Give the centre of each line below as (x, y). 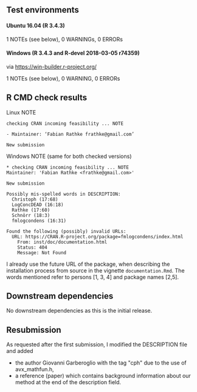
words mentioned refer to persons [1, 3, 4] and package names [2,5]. (93, 277)
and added (20, 351)
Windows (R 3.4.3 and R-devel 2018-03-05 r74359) (73, 53)
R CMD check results (47, 98)
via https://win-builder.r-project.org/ (52, 66)
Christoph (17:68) (35, 199)
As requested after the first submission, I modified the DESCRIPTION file (97, 344)
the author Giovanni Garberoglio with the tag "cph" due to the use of (101, 363)
